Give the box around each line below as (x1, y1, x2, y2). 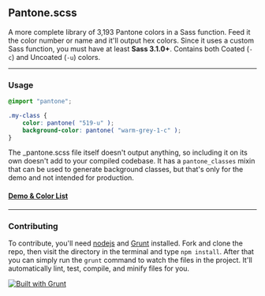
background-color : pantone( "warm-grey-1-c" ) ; (22, 126, 181, 134)
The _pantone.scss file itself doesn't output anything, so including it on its (8, 148, 248, 157)
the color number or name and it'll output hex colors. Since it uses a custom (8, 36, 255, 45)
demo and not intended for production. (8, 173, 134, 182)
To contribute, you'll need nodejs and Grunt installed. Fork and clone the (8, 238, 243, 248)
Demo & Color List (8, 191, 69, 200)
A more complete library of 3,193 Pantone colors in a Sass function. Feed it (8, 27, 251, 36)
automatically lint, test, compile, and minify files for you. (8, 264, 190, 273)
